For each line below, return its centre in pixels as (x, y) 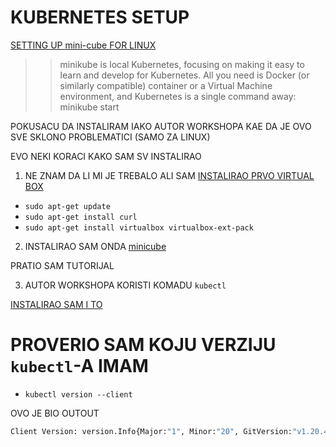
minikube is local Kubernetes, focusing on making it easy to (182, 64)
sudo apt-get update (67, 206)
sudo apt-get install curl (81, 217)
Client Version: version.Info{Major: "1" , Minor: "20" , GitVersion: (151, 431)
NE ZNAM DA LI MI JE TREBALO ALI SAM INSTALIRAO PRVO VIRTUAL (169, 175)
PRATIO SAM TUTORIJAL (62, 265)
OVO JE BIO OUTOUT (55, 413)
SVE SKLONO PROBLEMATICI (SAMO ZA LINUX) (110, 137)
